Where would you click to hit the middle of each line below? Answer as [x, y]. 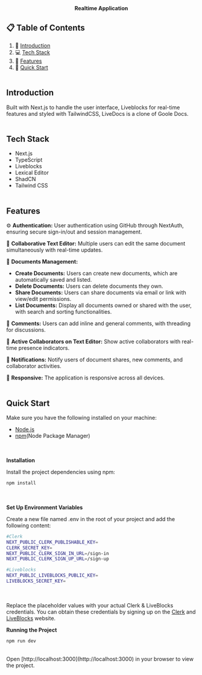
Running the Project [32, 630]
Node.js [25, 429]
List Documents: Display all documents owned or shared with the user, [103, 305]
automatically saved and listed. [53, 280]
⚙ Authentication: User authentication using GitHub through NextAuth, [95, 226]
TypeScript [29, 160]
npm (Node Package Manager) [52, 436]
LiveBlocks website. [31, 618]
